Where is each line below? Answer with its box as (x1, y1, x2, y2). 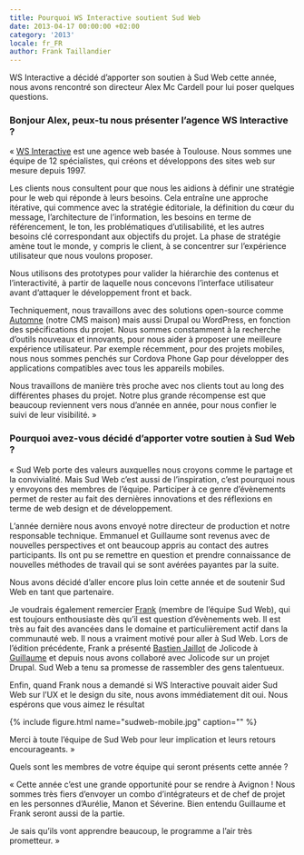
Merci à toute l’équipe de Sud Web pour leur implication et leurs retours (9, 733, 277, 745)
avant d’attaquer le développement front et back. (9, 287, 192, 298)
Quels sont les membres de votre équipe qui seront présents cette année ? (9, 761, 289, 772)
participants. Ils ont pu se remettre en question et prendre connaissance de (9, 549, 291, 560)
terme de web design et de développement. (9, 502, 173, 513)
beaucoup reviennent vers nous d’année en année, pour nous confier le (9, 400, 277, 411)
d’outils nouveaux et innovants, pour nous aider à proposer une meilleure (9, 333, 283, 345)
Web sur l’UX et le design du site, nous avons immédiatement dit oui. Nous (9, 689, 289, 700)
